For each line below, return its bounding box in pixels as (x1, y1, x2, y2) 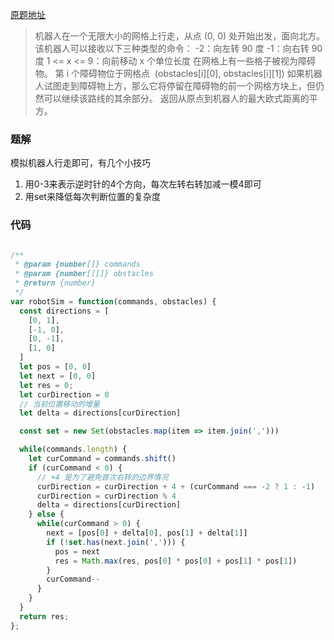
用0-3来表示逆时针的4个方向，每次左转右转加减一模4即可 (24, 178, 262, 190)
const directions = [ (19, 306, 110, 316)
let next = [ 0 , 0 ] (19, 371, 97, 381)
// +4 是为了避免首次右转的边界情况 (36, 472, 169, 482)
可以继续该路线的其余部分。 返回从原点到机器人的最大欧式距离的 (43, 93, 310, 104)
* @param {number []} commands (14, 259, 141, 270)
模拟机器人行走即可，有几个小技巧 (10, 157, 151, 169)
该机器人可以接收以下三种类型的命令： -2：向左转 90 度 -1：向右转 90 (34, 43, 323, 54)
